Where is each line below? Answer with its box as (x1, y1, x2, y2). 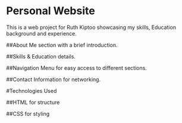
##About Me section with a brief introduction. (6, 41, 118, 48)
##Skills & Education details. (6, 53, 76, 60)
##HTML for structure (6, 99, 60, 106)
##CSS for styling (6, 110, 50, 117)
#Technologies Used (6, 87, 57, 94)
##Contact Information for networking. (6, 76, 101, 83)
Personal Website (6, 4, 95, 18)
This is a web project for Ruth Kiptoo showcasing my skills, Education (6, 24, 177, 31)
